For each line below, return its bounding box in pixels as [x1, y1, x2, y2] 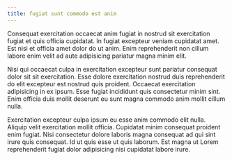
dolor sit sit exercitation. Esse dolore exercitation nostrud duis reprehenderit [7, 72, 225, 81]
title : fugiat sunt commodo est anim [7, 10, 117, 17]
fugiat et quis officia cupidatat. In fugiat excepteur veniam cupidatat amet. [7, 36, 219, 45]
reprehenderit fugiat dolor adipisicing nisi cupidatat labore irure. [7, 145, 190, 153]
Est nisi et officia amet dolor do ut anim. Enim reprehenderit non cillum [7, 44, 209, 52]
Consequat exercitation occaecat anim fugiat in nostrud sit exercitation [7, 29, 210, 38]
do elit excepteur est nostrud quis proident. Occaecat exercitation [7, 79, 196, 88]
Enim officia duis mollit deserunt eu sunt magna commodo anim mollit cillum [7, 95, 226, 103]
